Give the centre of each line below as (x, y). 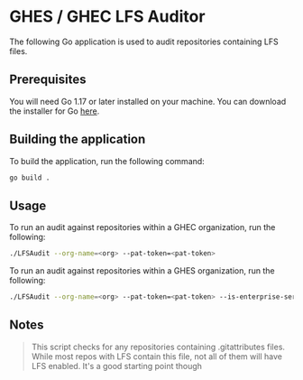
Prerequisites (48, 80)
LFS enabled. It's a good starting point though (117, 366)
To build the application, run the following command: (107, 161)
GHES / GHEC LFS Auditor (107, 17)
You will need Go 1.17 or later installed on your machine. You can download (148, 101)
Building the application (78, 139)
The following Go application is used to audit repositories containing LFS (144, 42)
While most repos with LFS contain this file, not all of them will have (156, 356)
